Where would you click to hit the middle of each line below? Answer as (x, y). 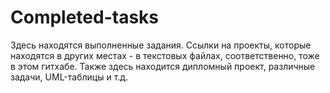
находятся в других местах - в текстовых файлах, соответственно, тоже (165, 55)
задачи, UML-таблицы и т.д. (69, 77)
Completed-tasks (85, 17)
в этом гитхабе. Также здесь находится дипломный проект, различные (163, 66)
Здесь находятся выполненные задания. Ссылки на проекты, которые (161, 45)
